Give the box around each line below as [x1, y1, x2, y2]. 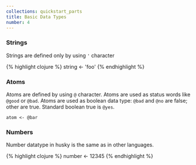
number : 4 [6, 19, 30, 25]
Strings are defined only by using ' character [6, 52, 115, 59]
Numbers [6, 128, 33, 136]
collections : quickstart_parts [6, 8, 82, 15]
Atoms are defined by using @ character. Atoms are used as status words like [6, 91, 191, 98]
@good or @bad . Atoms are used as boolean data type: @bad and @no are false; [6, 97, 188, 104]
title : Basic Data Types [6, 14, 67, 20]
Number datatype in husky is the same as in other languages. [6, 141, 154, 149]
